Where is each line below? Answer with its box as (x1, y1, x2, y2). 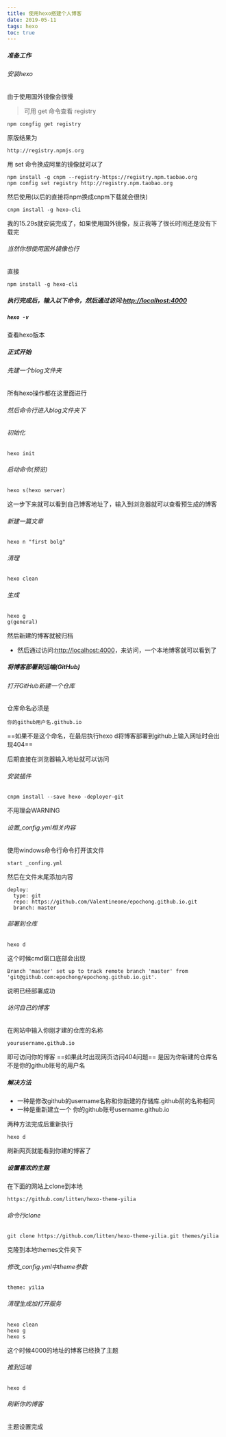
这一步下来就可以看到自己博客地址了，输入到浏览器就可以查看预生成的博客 (7, 500, 217, 508)
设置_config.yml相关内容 (7, 823, 76, 832)
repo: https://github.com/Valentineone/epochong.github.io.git (13, 898, 197, 905)
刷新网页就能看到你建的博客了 (7, 1146, 91, 1155)
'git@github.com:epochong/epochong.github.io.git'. (7, 974, 158, 980)
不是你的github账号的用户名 (7, 1061, 86, 1070)
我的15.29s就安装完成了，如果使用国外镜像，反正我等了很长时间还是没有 (7, 219, 212, 227)
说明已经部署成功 (7, 987, 55, 995)
